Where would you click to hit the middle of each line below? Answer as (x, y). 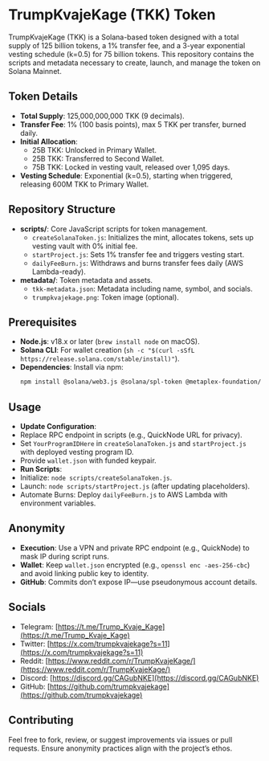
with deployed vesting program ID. (77, 452)
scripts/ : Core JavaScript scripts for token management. (114, 229)
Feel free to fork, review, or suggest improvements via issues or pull (120, 739)
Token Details (43, 97)
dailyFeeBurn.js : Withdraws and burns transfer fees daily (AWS (137, 263)
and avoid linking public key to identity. (84, 573)
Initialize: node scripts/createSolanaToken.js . (96, 478)
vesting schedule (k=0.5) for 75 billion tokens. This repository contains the (131, 54)
